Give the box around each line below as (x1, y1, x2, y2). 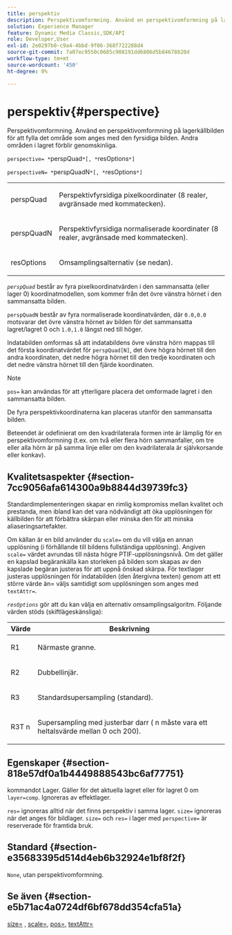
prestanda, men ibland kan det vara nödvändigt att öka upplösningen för (7, 507, 213, 516)
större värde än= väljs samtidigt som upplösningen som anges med (7, 580, 199, 588)
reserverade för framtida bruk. (7, 822, 93, 830)
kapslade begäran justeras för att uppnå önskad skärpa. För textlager (7, 565, 204, 574)
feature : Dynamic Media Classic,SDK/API (7, 29, 126, 37)
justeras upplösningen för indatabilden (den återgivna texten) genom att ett (7, 572, 221, 580)
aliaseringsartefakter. (7, 522, 68, 531)
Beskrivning (109, 624, 150, 634)
